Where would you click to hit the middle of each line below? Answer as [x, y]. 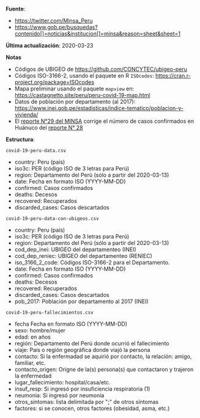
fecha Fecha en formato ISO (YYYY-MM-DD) [71, 324]
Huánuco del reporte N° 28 [49, 127]
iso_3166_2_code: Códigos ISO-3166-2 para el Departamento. [92, 262]
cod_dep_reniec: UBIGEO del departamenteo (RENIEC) [83, 256]
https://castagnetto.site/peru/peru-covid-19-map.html [82, 95]
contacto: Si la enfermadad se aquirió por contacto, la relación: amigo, [103, 356]
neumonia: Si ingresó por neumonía [59, 395]
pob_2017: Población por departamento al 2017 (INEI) [82, 301]
